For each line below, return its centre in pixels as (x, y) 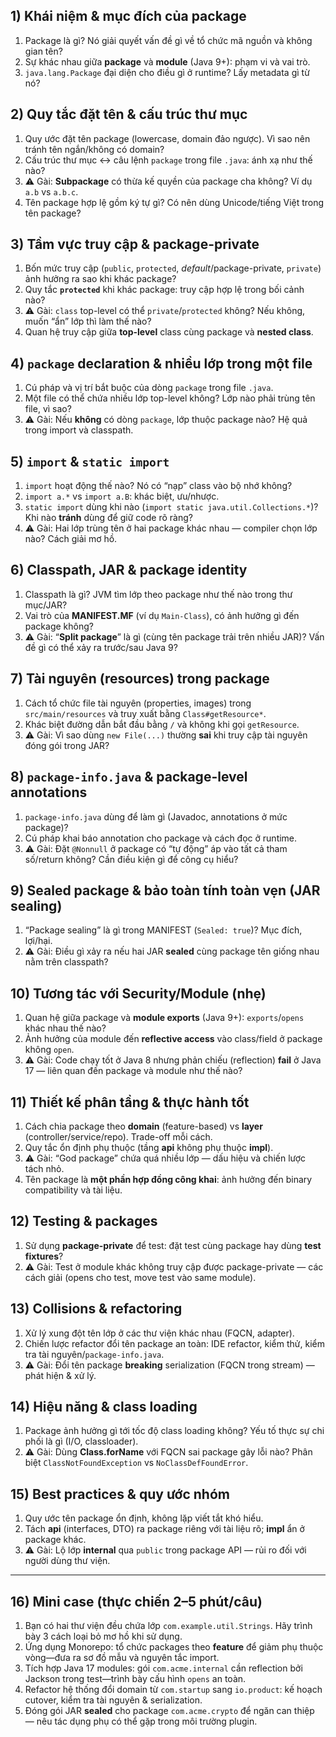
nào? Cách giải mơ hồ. (71, 539)
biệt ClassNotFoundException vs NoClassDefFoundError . (136, 1463)
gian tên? (43, 51)
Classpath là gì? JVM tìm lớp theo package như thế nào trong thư (158, 594)
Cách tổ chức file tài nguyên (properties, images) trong (138, 703)
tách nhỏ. (44, 1168)
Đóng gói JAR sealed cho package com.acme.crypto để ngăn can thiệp (169, 1710)
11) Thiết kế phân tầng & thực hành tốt (130, 1102)
